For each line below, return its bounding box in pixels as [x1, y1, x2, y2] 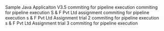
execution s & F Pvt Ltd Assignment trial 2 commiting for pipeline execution [5, 15, 160, 20]
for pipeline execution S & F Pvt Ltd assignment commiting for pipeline [5, 9, 150, 15]
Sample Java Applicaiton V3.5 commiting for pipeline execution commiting [5, 4, 158, 10]
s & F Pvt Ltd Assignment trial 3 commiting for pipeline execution [5, 20, 138, 26]
